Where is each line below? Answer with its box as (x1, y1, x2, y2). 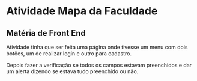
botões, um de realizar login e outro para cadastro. (6, 50, 132, 57)
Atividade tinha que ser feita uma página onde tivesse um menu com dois (6, 43, 188, 51)
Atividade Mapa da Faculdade (6, 4, 158, 18)
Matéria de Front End (6, 28, 86, 38)
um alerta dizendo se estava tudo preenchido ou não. (6, 68, 139, 75)
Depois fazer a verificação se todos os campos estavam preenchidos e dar (6, 61, 192, 68)
